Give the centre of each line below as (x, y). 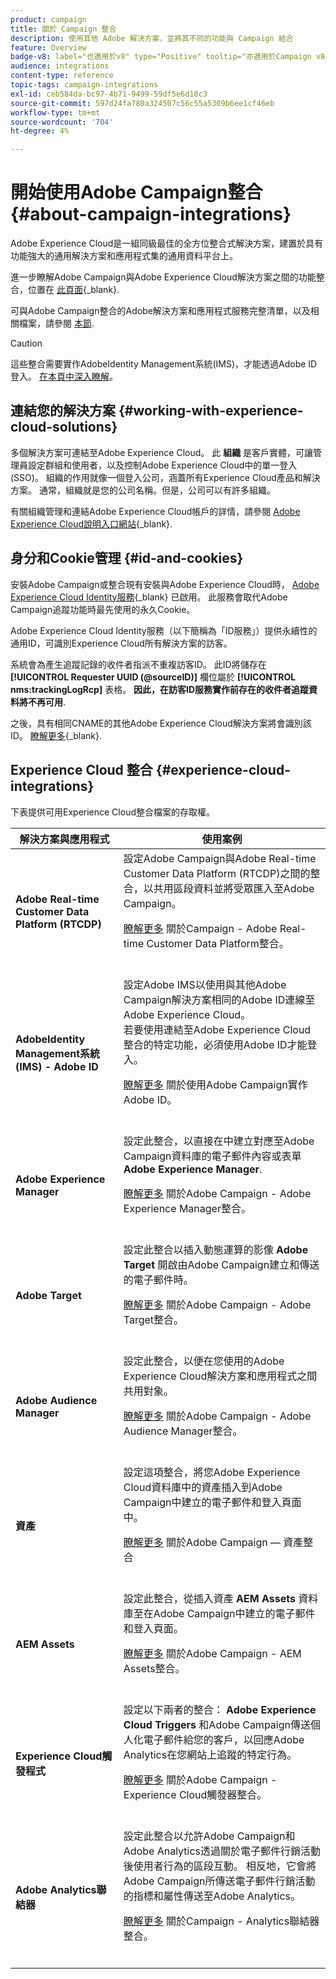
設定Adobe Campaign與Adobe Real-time (220, 858)
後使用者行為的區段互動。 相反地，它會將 (220, 1866)
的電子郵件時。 (158, 1279)
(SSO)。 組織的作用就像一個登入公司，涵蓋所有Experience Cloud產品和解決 (165, 477)
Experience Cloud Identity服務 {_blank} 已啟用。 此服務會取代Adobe (149, 597)
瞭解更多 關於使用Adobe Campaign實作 (215, 1084)
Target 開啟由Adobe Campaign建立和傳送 (221, 1264)
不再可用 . (47, 702)
